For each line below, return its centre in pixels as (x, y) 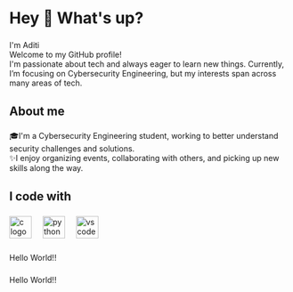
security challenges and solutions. (72, 149)
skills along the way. (46, 168)
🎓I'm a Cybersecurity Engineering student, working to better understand (144, 136)
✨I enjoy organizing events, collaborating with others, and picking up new (144, 158)
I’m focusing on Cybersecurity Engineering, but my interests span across (143, 74)
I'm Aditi (24, 45)
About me (37, 111)
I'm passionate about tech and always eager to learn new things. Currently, (147, 64)
